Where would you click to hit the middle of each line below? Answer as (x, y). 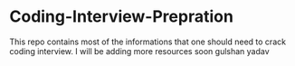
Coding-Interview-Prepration (121, 17)
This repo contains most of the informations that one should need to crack (148, 42)
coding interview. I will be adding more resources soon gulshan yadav (139, 51)
